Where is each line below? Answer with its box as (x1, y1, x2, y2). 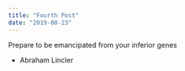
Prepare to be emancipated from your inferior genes (8, 40, 177, 49)
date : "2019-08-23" (8, 19, 72, 27)
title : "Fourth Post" (8, 11, 80, 20)
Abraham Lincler (19, 55, 73, 65)
